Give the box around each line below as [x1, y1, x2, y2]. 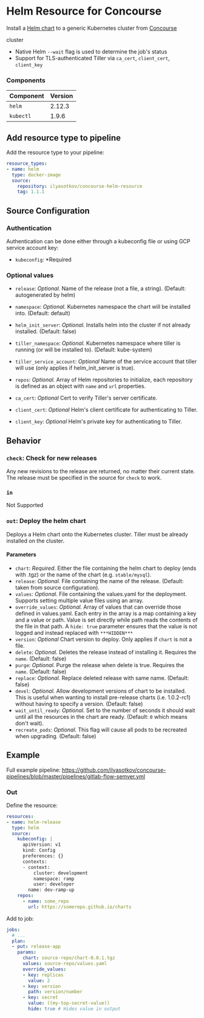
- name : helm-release [6, 819, 61, 825]
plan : [12, 938, 26, 944]
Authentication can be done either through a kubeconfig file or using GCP [6, 237, 191, 244]
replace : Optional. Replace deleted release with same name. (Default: [15, 674, 189, 682]
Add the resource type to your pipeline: [6, 149, 104, 156]
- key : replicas [22, 972, 64, 978]
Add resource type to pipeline [6, 133, 121, 143]
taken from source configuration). [15, 584, 100, 591]
